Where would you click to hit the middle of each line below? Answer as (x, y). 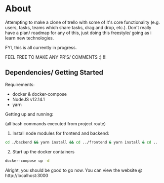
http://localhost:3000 (27, 175)
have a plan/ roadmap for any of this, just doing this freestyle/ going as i (78, 33)
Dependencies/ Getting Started (54, 73)
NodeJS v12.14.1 (29, 99)
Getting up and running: (29, 114)
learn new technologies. (30, 38)
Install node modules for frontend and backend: (61, 133)
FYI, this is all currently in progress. (41, 47)
